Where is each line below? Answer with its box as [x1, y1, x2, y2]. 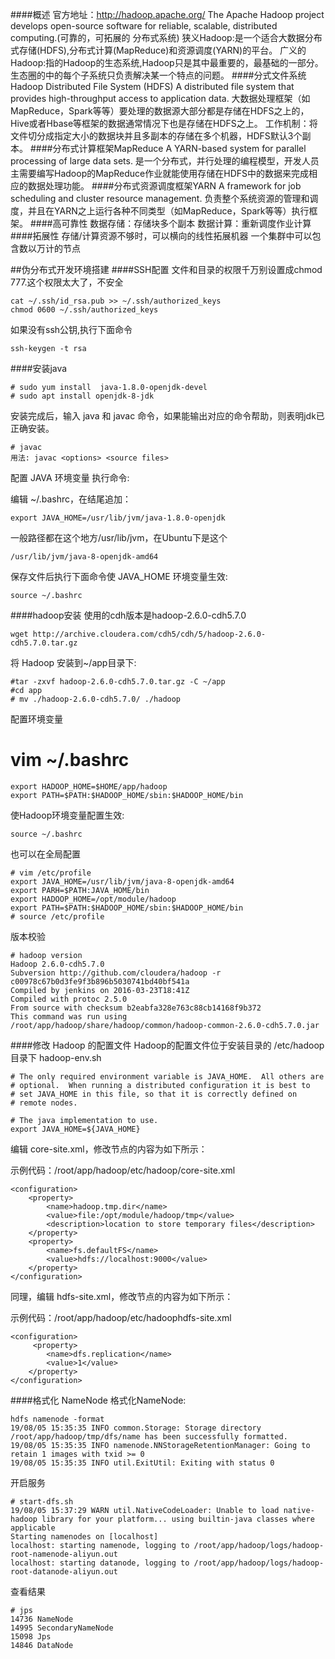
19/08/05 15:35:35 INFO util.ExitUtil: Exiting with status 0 [10, 1458, 275, 1468]
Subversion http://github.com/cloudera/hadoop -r [10, 968, 222, 978]
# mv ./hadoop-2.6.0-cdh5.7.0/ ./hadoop [10, 694, 182, 704]
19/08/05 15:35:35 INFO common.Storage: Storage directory [10, 1423, 262, 1433]
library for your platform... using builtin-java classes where [41, 1514, 315, 1524]
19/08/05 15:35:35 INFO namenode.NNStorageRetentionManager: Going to [10, 1440, 311, 1450]
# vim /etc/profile [10, 868, 92, 878]
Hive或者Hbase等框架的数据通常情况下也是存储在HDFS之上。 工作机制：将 [10, 118, 318, 129]
